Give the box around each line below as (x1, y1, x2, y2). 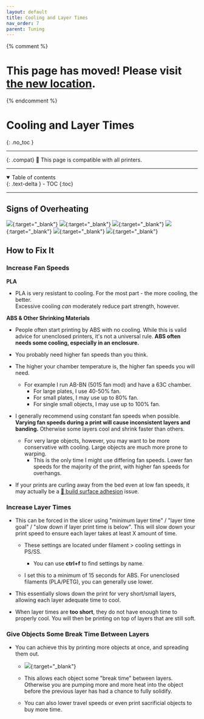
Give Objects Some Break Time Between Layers (6, 629, 150, 638)
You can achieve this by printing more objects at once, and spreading (15, 644, 189, 651)
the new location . (6, 77, 96, 91)
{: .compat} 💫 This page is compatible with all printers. (6, 156, 143, 163)
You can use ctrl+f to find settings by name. (33, 559, 144, 567)
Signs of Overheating (6, 204, 89, 214)
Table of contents (12, 174, 56, 181)
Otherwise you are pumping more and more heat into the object (24, 681, 183, 689)
